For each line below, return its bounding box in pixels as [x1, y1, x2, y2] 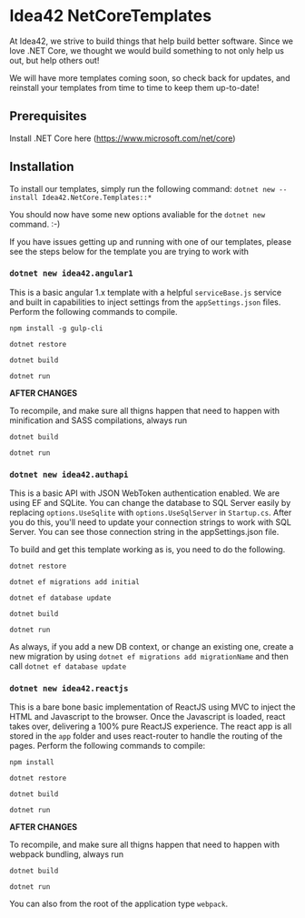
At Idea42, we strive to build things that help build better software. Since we [9, 35, 293, 46]
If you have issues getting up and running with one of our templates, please [9, 236, 292, 247]
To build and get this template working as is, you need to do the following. [9, 544, 286, 555]
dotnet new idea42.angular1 [9, 268, 133, 278]
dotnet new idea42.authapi [9, 469, 129, 479]
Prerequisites [9, 108, 87, 124]
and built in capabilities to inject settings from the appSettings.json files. [9, 297, 281, 308]
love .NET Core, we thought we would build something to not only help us [9, 45, 284, 55]
